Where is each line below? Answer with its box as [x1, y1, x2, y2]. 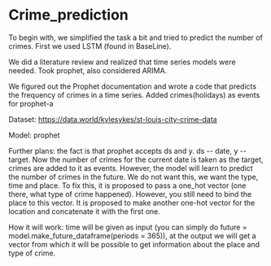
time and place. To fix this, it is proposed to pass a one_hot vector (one [8, 181, 247, 190]
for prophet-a [8, 98, 54, 108]
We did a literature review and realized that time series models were [8, 57, 236, 67]
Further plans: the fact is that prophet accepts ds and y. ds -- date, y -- [8, 146, 247, 155]
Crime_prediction [8, 6, 129, 24]
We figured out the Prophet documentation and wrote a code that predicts [8, 81, 257, 91]
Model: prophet [8, 130, 60, 140]
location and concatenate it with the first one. [8, 206, 161, 216]
